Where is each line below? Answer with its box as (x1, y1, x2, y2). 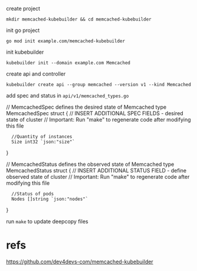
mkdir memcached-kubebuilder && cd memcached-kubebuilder (6, 17, 152, 22)
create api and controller (6, 70, 66, 77)
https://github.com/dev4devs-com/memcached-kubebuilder (6, 258, 153, 265)
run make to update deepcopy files (6, 218, 88, 225)
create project (6, 5, 40, 12)
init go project (6, 27, 40, 34)
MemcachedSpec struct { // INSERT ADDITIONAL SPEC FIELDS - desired (6, 110, 184, 117)
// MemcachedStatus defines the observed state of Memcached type (6, 161, 175, 168)
